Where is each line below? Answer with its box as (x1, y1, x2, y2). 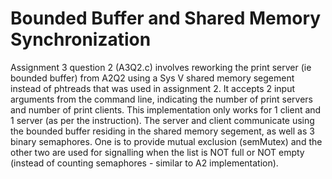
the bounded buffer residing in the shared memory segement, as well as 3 (10, 125, 315, 137)
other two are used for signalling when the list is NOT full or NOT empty (10, 146, 305, 158)
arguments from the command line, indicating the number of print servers (10, 93, 313, 105)
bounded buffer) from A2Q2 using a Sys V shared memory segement (10, 72, 295, 84)
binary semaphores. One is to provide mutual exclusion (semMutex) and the (10, 135, 323, 147)
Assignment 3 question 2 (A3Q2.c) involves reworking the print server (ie (10, 61, 312, 73)
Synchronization (10, 28, 152, 51)
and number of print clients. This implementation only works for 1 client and (10, 103, 322, 116)
